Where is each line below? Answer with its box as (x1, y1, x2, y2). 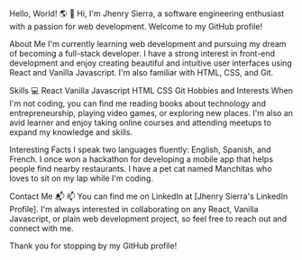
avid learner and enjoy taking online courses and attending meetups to (9, 117, 272, 128)
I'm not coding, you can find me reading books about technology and (9, 98, 267, 109)
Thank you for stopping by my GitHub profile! (9, 240, 178, 251)
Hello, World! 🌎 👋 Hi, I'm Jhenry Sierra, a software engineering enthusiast (9, 8, 285, 19)
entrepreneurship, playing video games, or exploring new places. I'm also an (9, 108, 294, 118)
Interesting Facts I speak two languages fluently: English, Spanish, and (9, 144, 272, 155)
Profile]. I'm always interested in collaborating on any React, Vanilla (9, 204, 259, 214)
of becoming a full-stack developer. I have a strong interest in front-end (9, 49, 276, 58)
